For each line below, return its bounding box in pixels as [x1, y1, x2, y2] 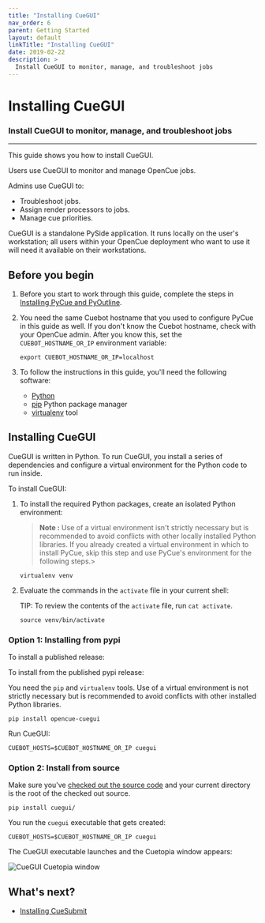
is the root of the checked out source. [8, 789, 131, 798]
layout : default [8, 33, 62, 42]
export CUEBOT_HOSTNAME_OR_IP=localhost [19, 353, 155, 362]
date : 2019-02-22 [8, 48, 65, 56]
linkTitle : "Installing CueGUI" [8, 41, 114, 49]
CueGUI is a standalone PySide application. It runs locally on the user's [8, 228, 239, 238]
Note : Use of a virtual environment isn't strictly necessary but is [39, 522, 249, 532]
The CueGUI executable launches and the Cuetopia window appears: [8, 847, 233, 857]
